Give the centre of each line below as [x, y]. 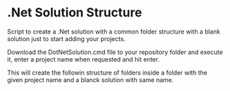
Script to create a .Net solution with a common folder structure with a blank [114, 31]
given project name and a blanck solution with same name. [91, 79]
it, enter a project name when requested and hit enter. [83, 59]
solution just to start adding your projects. [66, 38]
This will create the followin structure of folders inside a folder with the [107, 73]
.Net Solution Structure [75, 13]
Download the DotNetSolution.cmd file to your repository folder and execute [115, 52]
